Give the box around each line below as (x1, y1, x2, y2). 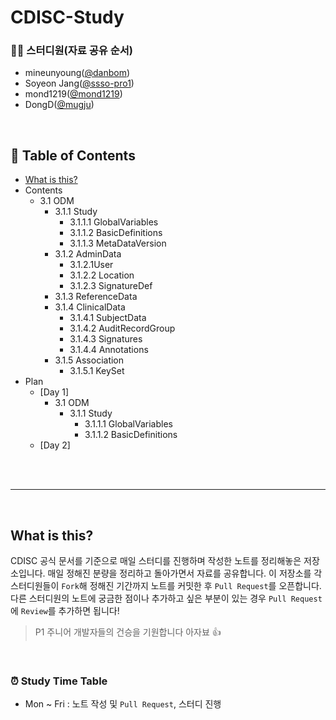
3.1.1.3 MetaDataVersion (69, 237, 167, 250)
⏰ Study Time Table (10, 674, 108, 688)
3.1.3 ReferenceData (54, 291, 138, 303)
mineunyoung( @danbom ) (24, 67, 131, 79)
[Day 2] (39, 439, 71, 451)
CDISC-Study (10, 6, 125, 29)
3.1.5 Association (54, 354, 125, 366)
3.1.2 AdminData (54, 248, 122, 260)
